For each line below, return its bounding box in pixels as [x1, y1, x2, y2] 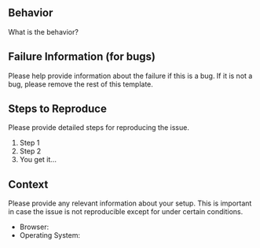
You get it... [19, 155, 57, 165]
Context [8, 177, 49, 191]
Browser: [19, 222, 49, 231]
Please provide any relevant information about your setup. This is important [8, 198, 252, 208]
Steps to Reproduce [8, 102, 108, 116]
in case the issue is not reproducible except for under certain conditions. [8, 207, 244, 217]
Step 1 [19, 138, 40, 148]
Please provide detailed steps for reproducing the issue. [8, 123, 190, 132]
